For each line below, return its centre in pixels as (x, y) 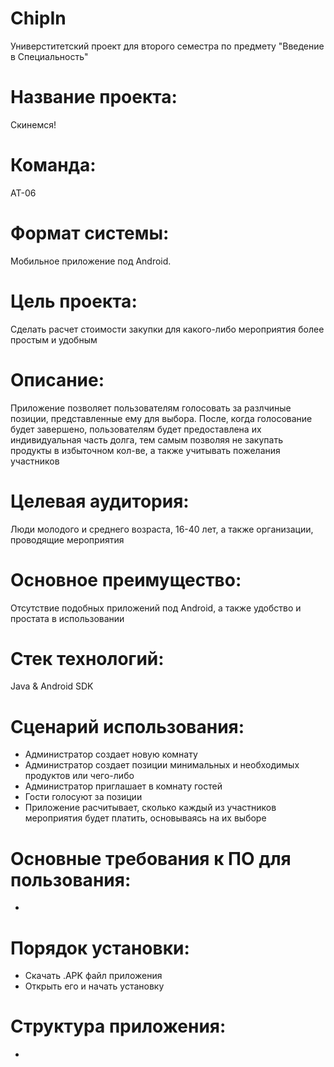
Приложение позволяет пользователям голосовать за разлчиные (151, 408)
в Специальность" (49, 56)
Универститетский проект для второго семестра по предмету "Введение (167, 46)
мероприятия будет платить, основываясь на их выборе (145, 818)
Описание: (57, 379)
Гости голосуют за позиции (83, 797)
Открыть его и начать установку (94, 986)
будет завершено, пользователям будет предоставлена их (136, 429)
